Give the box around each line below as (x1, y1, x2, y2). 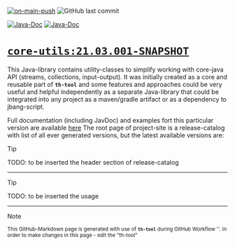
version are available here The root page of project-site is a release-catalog (7, 123, 225, 132)
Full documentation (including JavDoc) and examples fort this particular (7, 116, 214, 124)
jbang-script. (7, 102, 45, 111)
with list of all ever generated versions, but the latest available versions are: (7, 130, 225, 139)
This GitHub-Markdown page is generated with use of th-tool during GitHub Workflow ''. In (7, 225, 227, 233)
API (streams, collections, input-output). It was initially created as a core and (7, 72, 227, 81)
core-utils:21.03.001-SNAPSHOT (7, 45, 190, 58)
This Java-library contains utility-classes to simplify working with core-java (7, 65, 224, 74)
